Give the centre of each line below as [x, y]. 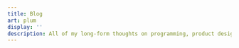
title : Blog [25, 14]
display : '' [25, 27]
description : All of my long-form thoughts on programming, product [111, 34]
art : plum [22, 20]
